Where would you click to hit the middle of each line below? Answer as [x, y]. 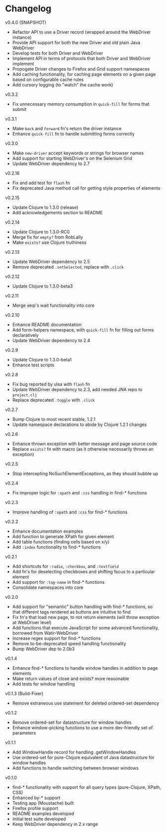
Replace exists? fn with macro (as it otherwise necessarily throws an [83, 449]
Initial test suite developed [39, 819]
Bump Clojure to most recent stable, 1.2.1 [54, 419]
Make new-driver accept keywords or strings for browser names [78, 153]
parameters [24, 733]
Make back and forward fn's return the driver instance [67, 128]
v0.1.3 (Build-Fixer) [24, 693]
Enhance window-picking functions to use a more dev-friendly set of [83, 727]
